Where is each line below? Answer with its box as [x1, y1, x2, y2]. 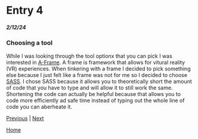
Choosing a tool [6, 39, 53, 47]
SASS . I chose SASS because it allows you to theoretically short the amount [6, 78, 192, 85]
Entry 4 [6, 4, 44, 17]
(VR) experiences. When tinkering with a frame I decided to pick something [6, 65, 191, 72]
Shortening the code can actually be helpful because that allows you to [6, 90, 181, 97]
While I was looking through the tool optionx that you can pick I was [6, 52, 173, 60]
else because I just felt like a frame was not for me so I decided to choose [6, 71, 188, 78]
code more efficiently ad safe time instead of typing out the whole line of [6, 97, 185, 104]
